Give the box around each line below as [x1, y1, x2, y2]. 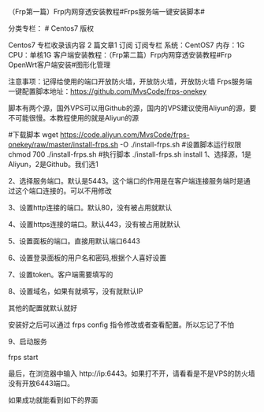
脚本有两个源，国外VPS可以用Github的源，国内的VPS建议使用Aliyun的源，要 [8, 103, 257, 113]
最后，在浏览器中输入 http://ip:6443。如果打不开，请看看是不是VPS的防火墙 [8, 369, 256, 378]
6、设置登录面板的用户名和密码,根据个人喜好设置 [8, 253, 167, 262]
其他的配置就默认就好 [8, 303, 77, 313]
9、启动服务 [8, 337, 47, 346]
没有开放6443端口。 [8, 379, 75, 388]
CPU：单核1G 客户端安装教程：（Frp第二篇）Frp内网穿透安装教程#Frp [8, 50, 232, 59]
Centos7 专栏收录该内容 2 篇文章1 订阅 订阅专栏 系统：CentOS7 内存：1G [8, 40, 245, 50]
